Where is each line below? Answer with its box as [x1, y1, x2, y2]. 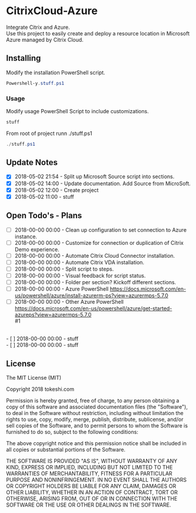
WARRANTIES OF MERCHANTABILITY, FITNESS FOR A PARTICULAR [6, 470, 172, 477]
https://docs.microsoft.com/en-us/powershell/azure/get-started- [14, 305, 172, 312]
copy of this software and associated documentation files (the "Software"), [6, 403, 188, 410]
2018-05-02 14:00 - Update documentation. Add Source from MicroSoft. [14, 180, 191, 187]
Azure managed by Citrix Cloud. [6, 36, 84, 43]
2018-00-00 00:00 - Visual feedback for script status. [14, 272, 146, 279]
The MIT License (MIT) [6, 374, 62, 381]
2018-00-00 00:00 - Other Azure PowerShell [14, 298, 124, 305]
